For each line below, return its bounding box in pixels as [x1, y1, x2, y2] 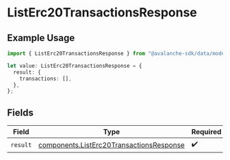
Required [191, 127, 222, 137]
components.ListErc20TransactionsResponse [38, 140, 185, 150]
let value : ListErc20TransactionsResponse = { [7, 62, 142, 69]
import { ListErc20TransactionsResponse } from [7, 50, 146, 57]
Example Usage [7, 32, 75, 44]
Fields [7, 107, 34, 118]
